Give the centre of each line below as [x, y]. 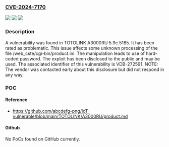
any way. [15, 75]
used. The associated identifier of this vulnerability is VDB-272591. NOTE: [82, 64]
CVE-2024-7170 [26, 7]
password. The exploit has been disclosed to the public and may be [90, 58]
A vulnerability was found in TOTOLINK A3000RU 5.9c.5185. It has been [80, 43]
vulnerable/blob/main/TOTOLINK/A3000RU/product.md [70, 116]
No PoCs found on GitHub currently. [43, 139]
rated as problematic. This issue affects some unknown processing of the [81, 48]
